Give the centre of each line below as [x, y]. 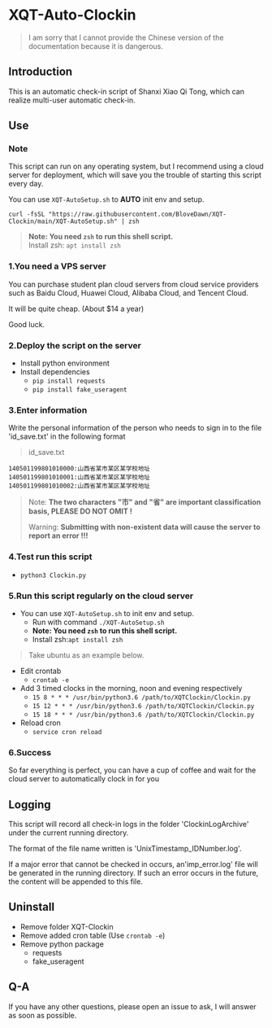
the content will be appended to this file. [76, 881]
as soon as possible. [43, 1015]
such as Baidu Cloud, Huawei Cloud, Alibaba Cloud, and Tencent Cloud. [129, 293]
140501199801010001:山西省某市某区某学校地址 [79, 478]
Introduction [41, 72]
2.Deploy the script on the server [75, 345]
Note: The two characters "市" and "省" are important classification [145, 502]
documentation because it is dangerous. [96, 46]
